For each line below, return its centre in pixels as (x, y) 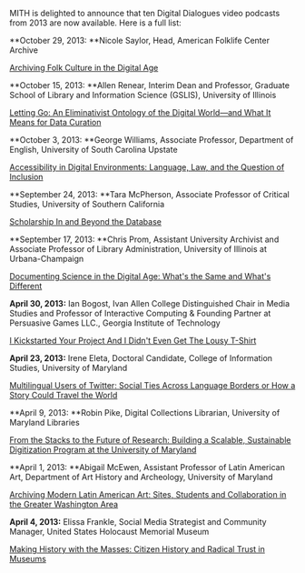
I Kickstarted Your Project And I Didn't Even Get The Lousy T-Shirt (133, 341)
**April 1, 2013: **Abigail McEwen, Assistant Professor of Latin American (148, 467)
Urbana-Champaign (47, 259)
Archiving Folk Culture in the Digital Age (84, 68)
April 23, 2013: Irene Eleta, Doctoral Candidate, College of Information (141, 358)
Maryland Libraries (44, 422)
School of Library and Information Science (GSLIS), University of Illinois (143, 95)
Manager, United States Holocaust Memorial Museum (109, 532)
